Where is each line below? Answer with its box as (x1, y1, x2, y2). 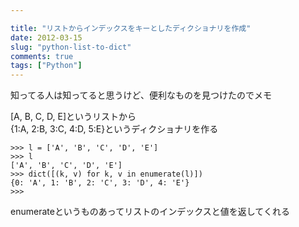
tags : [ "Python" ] (10, 61, 83, 71)
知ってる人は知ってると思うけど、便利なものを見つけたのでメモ (10, 89, 272, 101)
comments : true (10, 51, 74, 61)
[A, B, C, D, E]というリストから (10, 111, 137, 123)
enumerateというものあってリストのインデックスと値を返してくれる (10, 206, 290, 218)
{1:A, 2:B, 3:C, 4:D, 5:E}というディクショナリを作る (10, 123, 219, 135)
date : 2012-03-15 (10, 32, 83, 43)
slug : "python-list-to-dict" (10, 42, 132, 52)
